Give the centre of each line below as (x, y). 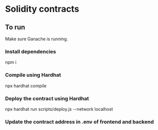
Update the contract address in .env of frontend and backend (79, 122)
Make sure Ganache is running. (37, 39)
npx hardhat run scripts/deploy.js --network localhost (59, 109)
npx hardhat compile (26, 86)
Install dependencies (31, 52)
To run (15, 27)
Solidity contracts (42, 9)
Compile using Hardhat (33, 75)
